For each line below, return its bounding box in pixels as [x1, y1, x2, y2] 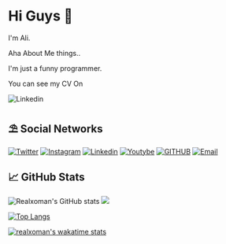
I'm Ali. [8, 33, 31, 43]
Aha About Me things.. [8, 48, 81, 57]
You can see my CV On [8, 79, 83, 88]
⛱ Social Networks [8, 122, 104, 136]
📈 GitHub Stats [8, 171, 85, 184]
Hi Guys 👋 [8, 7, 73, 25]
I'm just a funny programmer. [8, 63, 102, 73]
